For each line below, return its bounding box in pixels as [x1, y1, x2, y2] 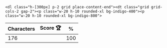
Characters [8, 25, 35, 32]
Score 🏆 [40, 25, 62, 31]
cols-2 [5, 9, 19, 14]
